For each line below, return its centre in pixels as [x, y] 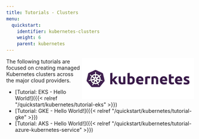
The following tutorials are [38, 61]
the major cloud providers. [39, 80]
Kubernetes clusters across [40, 74]
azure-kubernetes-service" [48, 130]
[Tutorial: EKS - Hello [41, 92]
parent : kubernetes [41, 44]
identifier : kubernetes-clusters [58, 31]
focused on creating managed [43, 68]
